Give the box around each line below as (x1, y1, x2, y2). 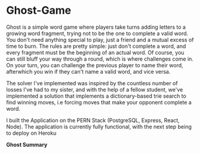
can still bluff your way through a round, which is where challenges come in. (6, 55, 194, 62)
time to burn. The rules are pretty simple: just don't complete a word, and (6, 43, 186, 50)
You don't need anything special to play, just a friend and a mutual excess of (6, 36, 194, 43)
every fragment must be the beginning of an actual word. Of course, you (6, 49, 184, 56)
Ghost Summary (6, 141, 48, 148)
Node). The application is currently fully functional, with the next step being (6, 123, 192, 130)
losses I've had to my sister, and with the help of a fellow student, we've (6, 86, 183, 93)
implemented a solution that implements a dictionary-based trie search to (6, 92, 187, 99)
